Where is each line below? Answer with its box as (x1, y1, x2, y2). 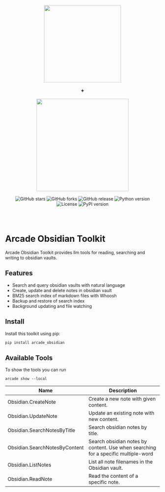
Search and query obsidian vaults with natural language (12, 282, 125, 288)
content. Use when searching (88, 444, 156, 451)
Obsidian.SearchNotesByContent (7, 444, 84, 451)
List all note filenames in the (88, 458, 153, 465)
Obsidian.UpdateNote (7, 413, 57, 419)
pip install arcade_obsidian (5, 340, 65, 345)
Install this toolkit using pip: (5, 331, 60, 337)
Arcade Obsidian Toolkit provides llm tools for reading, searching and (5, 249, 145, 255)
